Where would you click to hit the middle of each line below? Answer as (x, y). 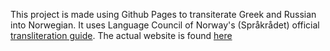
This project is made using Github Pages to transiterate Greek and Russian (163, 14)
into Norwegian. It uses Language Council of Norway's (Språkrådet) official (165, 25)
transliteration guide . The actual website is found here (121, 35)
